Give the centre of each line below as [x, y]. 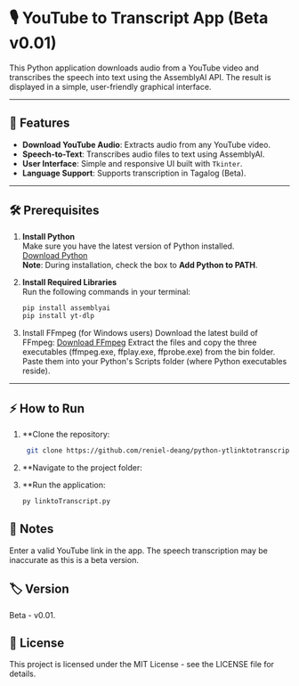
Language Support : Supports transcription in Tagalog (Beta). [134, 173]
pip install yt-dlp [58, 316]
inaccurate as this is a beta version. [74, 559]
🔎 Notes [32, 529]
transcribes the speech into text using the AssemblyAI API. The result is [140, 77]
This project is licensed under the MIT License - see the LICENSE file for [141, 665]
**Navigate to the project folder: [82, 468]
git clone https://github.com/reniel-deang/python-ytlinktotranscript [160, 451]
